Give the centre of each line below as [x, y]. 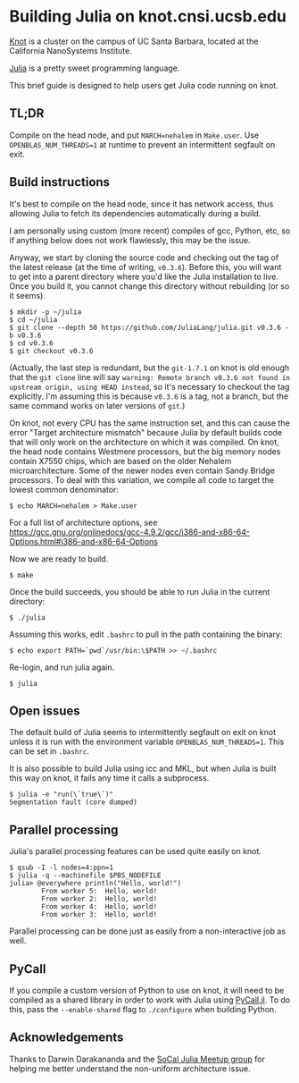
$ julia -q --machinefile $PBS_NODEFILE [86, 876]
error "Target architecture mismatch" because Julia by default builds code [146, 432]
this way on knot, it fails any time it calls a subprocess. [109, 778]
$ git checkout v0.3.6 [51, 351]
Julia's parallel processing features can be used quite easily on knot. [135, 851]
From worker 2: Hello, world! [100, 899]
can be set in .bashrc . [49, 751]
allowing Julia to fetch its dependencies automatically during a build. [135, 213]
